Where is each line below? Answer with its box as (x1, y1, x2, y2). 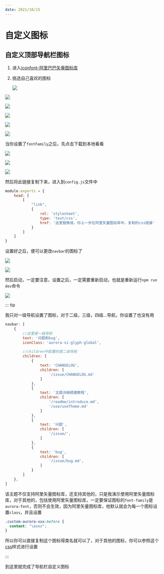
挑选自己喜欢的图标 (12, 75, 51, 81)
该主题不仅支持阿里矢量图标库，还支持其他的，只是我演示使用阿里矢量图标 (5, 491, 155, 497)
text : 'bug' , (40, 449, 67, 454)
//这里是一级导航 (22, 331, 53, 336)
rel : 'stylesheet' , (40, 211, 80, 216)
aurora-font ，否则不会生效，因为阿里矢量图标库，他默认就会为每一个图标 (5, 503, 153, 509)
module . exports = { (5, 188, 45, 194)
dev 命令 (5, 283, 20, 289)
